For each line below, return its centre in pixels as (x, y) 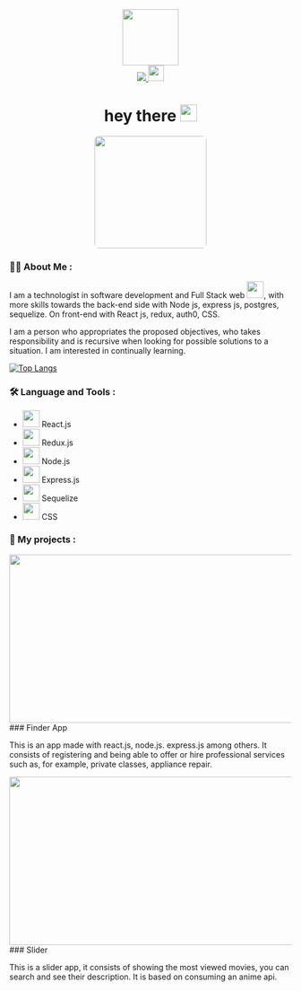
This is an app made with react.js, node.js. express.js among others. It (138, 745)
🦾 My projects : (43, 539)
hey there (141, 116)
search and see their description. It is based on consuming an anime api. (143, 977)
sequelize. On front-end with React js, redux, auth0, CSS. (115, 314)
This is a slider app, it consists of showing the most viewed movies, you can (149, 967)
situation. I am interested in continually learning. (98, 351)
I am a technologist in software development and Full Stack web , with (147, 295)
